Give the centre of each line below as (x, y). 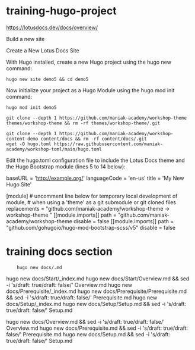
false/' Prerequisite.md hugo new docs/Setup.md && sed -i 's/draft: (88, 334)
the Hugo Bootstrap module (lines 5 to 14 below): (66, 166)
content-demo (22, 139)
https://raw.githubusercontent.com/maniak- (108, 144)
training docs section (59, 252)
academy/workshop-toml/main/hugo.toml (54, 149)
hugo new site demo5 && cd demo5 (47, 79)
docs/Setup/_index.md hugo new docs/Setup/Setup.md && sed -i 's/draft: (96, 304)
